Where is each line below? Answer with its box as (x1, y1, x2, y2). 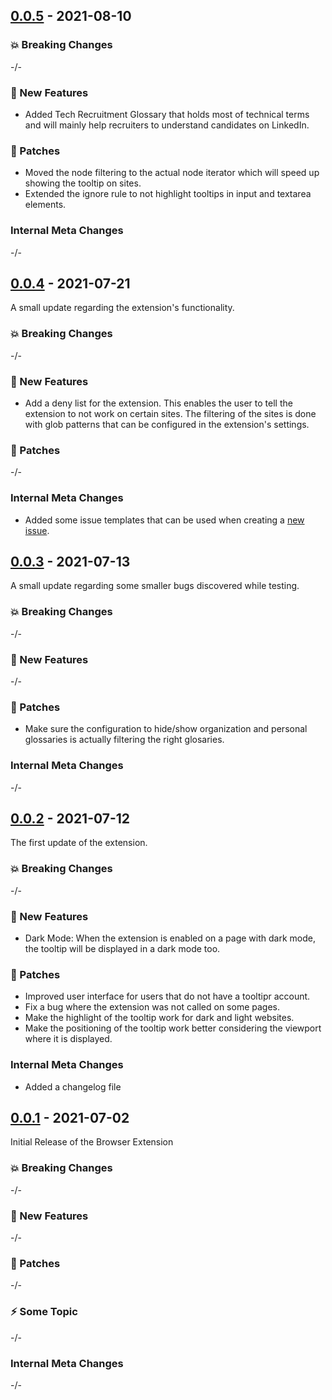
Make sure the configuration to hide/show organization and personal (24, 723, 308, 735)
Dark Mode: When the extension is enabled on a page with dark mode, (24, 932, 316, 944)
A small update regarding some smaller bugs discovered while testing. (10, 580, 300, 592)
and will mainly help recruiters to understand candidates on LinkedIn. (24, 119, 310, 131)
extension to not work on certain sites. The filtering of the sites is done (24, 407, 317, 419)
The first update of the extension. (10, 837, 148, 849)
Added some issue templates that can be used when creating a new (24, 514, 305, 526)
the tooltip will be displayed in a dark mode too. (24, 942, 221, 954)
